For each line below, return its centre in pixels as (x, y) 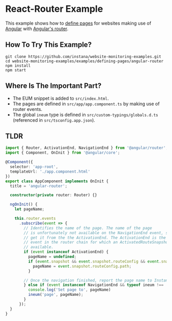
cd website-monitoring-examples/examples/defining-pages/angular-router (84, 61)
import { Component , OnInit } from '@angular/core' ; (63, 153)
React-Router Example (54, 9)
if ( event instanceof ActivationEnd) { (66, 252)
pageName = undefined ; (52, 257)
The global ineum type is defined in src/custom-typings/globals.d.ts (85, 115)
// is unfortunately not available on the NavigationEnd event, (94, 233)
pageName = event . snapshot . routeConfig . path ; (82, 266)
